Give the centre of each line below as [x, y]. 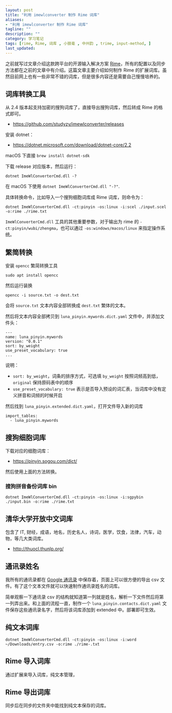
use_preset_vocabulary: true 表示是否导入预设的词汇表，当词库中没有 [87, 389]
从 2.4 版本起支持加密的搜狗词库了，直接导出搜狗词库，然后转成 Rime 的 [82, 107]
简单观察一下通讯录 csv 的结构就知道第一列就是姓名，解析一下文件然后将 [82, 597]
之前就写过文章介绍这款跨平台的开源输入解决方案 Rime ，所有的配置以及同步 [85, 63]
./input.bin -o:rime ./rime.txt [40, 502]
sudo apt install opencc [32, 275]
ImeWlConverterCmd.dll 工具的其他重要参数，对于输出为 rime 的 [72, 222]
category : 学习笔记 [25, 39]
